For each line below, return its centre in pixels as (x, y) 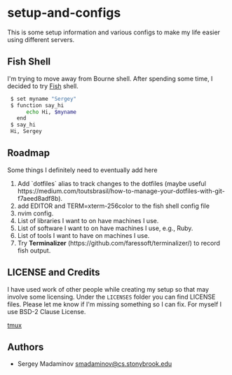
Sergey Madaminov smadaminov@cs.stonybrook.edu (95, 364)
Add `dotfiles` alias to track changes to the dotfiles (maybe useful (112, 183)
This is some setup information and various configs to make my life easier (114, 32)
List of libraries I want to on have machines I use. (88, 220)
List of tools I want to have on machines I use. (83, 235)
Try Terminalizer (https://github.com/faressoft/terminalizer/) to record (119, 243)
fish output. (34, 250)
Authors (26, 347)
